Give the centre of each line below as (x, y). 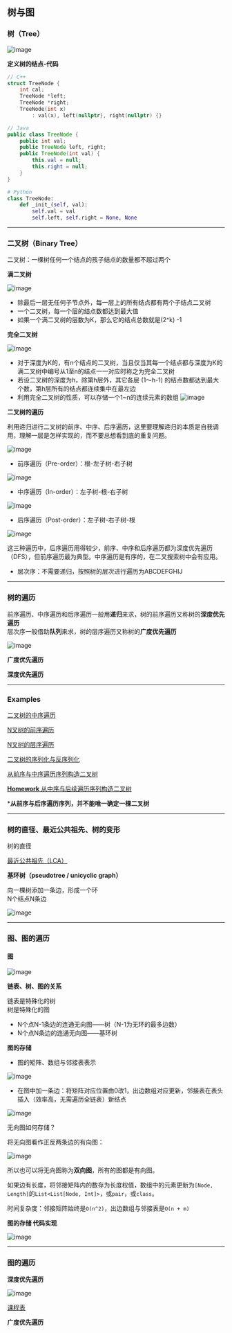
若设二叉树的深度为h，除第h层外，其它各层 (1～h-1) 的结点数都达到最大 (118, 380)
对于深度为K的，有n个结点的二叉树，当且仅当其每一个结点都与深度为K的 (120, 363)
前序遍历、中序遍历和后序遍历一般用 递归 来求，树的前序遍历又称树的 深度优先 (116, 614)
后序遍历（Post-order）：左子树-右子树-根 (76, 520)
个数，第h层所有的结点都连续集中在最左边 (77, 389)
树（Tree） (26, 34)
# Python (20, 192)
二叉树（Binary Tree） (45, 243)
